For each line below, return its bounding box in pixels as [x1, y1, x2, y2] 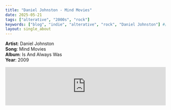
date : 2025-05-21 [5, 12, 42, 17]
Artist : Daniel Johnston [5, 40, 54, 47]
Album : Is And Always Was [5, 52, 62, 58]
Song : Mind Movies [5, 46, 46, 52]
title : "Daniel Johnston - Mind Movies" [5, 7, 93, 13]
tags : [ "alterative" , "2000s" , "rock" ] [5, 17, 90, 22]
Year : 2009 [5, 57, 29, 63]
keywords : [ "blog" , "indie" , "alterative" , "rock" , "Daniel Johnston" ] [5, 21, 160, 27]
